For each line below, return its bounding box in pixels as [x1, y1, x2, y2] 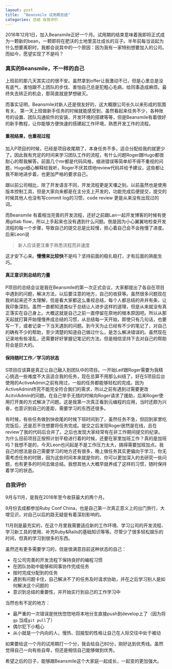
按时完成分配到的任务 [12, 569, 58, 576]
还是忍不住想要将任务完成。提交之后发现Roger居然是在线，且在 [23, 423, 157, 429]
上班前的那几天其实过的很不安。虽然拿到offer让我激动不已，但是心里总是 [5, 77, 159, 83]
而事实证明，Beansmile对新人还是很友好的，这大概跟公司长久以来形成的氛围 [5, 101, 166, 107]
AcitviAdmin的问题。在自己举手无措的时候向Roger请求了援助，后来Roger [5, 393, 159, 399]
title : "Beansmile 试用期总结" [5, 12, 71, 17]
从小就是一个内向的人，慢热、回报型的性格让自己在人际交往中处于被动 [12, 630, 161, 636]
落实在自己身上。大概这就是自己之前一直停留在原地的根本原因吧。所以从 [9, 310, 162, 316]
